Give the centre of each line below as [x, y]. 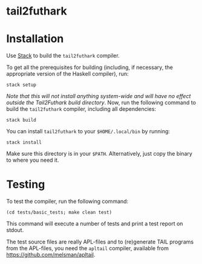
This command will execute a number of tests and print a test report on [95, 224]
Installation [35, 39]
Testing [26, 184]
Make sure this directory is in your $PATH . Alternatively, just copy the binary [99, 154]
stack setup [21, 85]
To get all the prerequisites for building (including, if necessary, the [90, 67]
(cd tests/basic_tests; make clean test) [59, 213]
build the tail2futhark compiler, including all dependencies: [81, 109]
